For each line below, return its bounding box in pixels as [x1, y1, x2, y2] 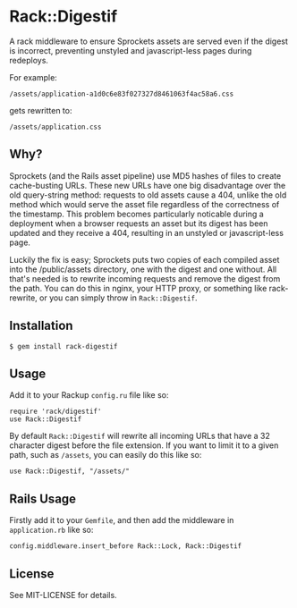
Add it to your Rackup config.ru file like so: [9, 390, 169, 401]
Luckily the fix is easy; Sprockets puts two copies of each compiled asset [9, 254, 280, 265]
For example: [9, 72, 58, 82]
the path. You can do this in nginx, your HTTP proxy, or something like [9, 283, 267, 293]
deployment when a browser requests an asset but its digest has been [9, 217, 268, 229]
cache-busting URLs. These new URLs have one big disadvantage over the [9, 180, 286, 190]
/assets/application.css [9, 122, 102, 131]
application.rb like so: [9, 525, 94, 536]
